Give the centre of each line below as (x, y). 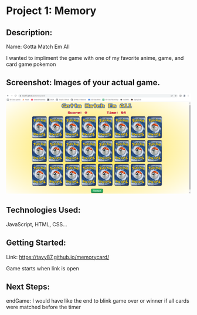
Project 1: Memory (51, 11)
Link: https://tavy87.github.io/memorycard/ (58, 257)
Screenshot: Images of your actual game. (83, 83)
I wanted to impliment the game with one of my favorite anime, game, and (95, 58)
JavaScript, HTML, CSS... (37, 224)
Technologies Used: (43, 210)
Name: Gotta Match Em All (38, 46)
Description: (29, 33)
